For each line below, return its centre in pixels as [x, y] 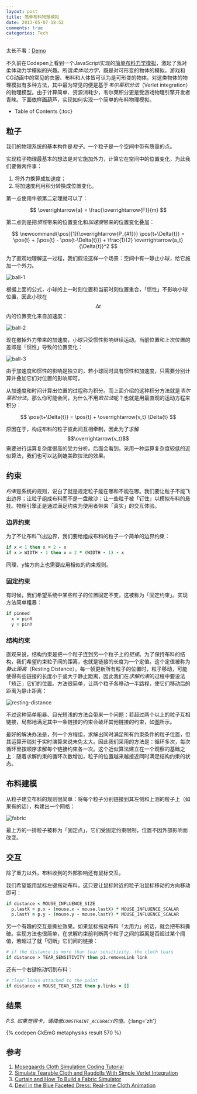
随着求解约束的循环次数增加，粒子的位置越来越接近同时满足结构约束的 [101, 756]
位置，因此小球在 [27, 297]
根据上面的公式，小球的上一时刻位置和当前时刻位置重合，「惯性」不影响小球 [97, 289]
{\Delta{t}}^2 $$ [98, 246]
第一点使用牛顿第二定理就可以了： [47, 198]
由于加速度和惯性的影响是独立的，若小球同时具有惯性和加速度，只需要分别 [96, 371]
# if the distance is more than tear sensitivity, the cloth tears [90, 952]
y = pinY [22, 624]
